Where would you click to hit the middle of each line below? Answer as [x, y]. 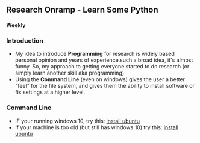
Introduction [25, 40]
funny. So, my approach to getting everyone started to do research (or [102, 67]
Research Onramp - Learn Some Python [82, 10]
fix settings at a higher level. [50, 92]
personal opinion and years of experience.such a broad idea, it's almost [104, 60]
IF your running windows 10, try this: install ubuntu [77, 121]
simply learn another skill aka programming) [70, 73]
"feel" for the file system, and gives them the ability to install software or [105, 86]
